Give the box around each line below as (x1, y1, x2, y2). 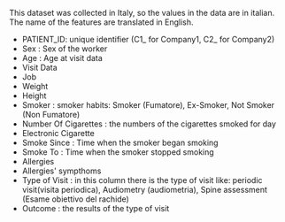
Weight (21, 81, 49, 91)
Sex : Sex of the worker (21, 43, 108, 54)
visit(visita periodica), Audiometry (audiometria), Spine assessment (21, 185, 268, 195)
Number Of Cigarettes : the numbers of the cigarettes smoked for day (21, 119, 277, 129)
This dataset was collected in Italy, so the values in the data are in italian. (9, 8, 275, 18)
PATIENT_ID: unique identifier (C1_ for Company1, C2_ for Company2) (21, 34, 275, 44)
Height (21, 90, 47, 101)
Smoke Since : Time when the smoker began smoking (21, 137, 219, 148)
